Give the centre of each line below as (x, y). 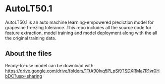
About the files (28, 54)
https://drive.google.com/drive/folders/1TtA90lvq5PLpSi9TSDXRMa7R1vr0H (82, 71)
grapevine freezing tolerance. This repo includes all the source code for (78, 27)
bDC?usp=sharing (24, 76)
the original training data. (31, 38)
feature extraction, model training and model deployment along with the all (81, 33)
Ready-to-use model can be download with (49, 65)
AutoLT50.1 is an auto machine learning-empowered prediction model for (80, 22)
